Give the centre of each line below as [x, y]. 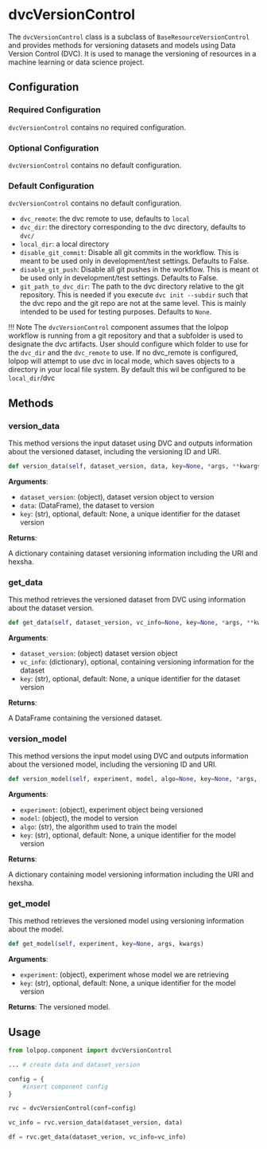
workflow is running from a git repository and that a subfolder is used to [126, 335]
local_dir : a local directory [64, 244]
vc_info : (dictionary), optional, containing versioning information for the [137, 661]
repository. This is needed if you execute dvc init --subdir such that [134, 295]
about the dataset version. [51, 608]
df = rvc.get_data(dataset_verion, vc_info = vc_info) [97, 1137]
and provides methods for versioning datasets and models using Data [122, 45]
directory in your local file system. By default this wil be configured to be [127, 370]
